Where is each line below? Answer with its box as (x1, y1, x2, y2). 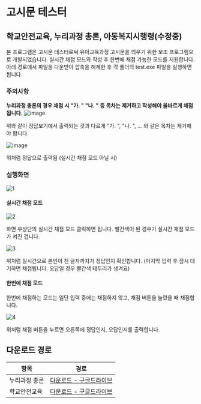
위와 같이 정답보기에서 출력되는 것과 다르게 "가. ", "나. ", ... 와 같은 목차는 (6, 122, 176, 130)
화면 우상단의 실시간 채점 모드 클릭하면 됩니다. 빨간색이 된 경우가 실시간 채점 (6, 225, 184, 232)
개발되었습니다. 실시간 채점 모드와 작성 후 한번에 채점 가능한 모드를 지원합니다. (12, 56, 195, 63)
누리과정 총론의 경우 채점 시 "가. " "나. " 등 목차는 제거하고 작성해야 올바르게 (6, 102, 182, 109)
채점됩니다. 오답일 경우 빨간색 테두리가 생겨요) (22, 265, 130, 272)
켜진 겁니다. (12, 232, 40, 240)
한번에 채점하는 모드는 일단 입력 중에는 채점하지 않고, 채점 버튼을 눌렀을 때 (6, 294, 179, 301)
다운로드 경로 (6, 345, 52, 355)
